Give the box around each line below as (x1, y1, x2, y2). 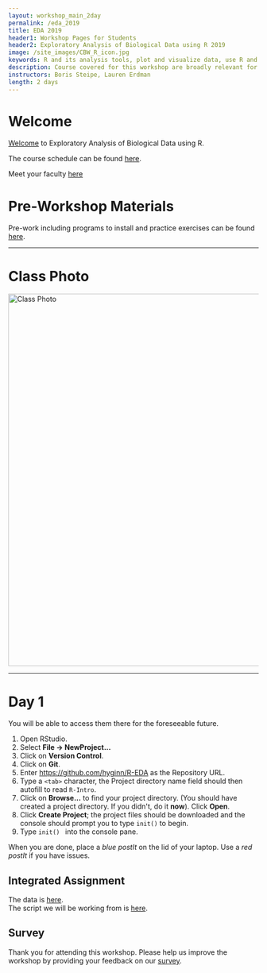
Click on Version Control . (19, 751, 104, 761)
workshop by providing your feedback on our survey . (8, 956, 182, 965)
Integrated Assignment (8, 874, 126, 887)
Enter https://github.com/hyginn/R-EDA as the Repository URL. (19, 768, 225, 778)
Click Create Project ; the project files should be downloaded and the (19, 810, 246, 820)
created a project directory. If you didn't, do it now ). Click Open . (19, 801, 230, 811)
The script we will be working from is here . (8, 903, 149, 913)
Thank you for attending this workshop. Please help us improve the (8, 947, 228, 957)
